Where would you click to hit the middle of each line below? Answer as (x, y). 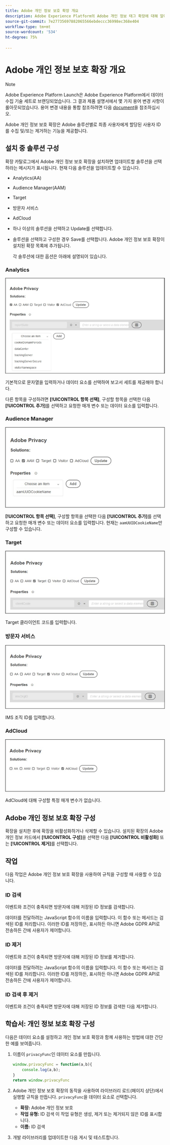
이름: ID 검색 (33, 1127)
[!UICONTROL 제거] (31, 844)
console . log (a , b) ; (41, 1070)
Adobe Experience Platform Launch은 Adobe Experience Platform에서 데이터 (84, 95)
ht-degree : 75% (21, 37)
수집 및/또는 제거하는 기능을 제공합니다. (49, 131)
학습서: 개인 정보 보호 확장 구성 (50, 1024)
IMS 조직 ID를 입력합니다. (30, 717)
